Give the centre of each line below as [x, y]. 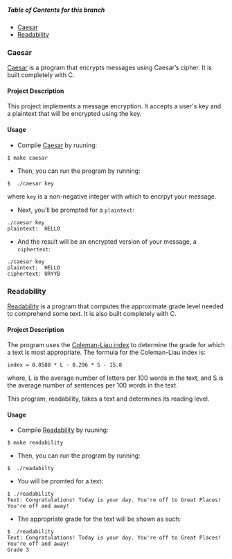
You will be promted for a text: [60, 481]
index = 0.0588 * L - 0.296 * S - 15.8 [65, 365]
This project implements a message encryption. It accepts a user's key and [114, 106]
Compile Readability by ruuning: [63, 430]
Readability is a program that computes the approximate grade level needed [115, 306]
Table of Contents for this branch [56, 10]
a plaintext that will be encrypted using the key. [74, 114]
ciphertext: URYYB [34, 274]
